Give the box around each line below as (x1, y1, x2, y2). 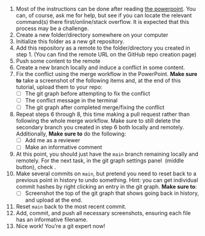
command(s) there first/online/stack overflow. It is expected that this (15, 18, 190, 25)
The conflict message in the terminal (25, 97, 118, 104)
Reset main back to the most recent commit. (15, 203, 126, 210)
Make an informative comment (25, 143, 102, 151)
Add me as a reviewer (25, 137, 80, 144)
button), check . (15, 164, 56, 171)
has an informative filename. (15, 216, 88, 223)
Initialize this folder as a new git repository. (15, 38, 125, 45)
